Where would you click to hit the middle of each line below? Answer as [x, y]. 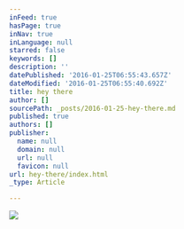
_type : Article [37, 183]
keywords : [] [33, 59]
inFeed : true [33, 17]
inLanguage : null [41, 42]
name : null [37, 141]
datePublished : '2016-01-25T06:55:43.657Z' [91, 75]
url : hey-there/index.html [59, 174]
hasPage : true [35, 26]
